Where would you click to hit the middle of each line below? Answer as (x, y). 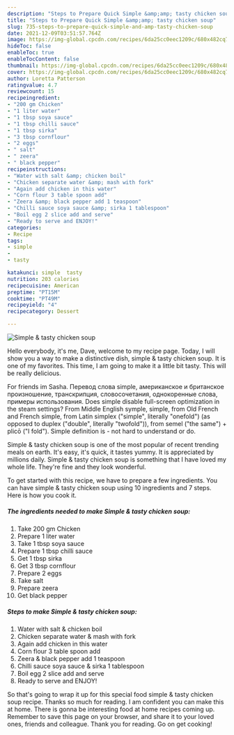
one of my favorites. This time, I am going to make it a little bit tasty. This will (117, 366)
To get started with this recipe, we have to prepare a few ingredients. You (112, 480)
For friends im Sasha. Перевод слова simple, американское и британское (116, 387)
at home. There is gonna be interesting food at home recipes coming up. (111, 709)
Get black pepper (42, 595)
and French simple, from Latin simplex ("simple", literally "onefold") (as (109, 416)
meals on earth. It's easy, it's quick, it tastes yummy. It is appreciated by (110, 452)
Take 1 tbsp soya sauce (51, 543)
